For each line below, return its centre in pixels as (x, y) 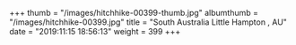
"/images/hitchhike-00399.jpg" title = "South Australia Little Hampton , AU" (148, 22)
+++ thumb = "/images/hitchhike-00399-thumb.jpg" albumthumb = (134, 13)
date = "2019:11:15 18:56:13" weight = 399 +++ (95, 31)
